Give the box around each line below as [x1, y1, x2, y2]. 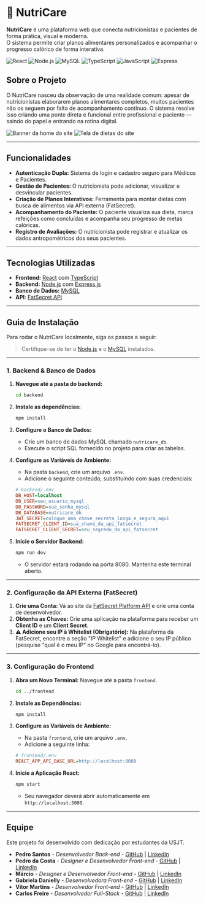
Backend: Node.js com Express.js [15, 280, 101, 288]
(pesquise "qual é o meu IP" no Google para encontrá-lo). [15, 641, 161, 649]
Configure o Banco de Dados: [15, 426, 92, 434]
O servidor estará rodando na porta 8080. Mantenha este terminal [24, 561, 191, 568]
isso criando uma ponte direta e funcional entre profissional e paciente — [6, 110, 192, 118]
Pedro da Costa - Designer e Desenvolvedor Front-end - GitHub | [15, 857, 181, 864]
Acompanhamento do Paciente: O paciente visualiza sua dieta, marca [15, 208, 194, 215]
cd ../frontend [15, 688, 55, 694]
